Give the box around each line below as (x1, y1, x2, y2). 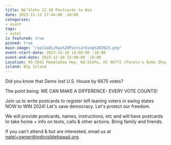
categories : (5, 17, 31, 22)
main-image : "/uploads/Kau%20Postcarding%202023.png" (5, 45, 122, 50)
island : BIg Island (5, 64, 47, 69)
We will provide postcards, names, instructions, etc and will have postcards (5, 113, 163, 120)
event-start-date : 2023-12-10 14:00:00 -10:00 (5, 50, 106, 55)
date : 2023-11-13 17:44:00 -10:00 (5, 12, 79, 17)
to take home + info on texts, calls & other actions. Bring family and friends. (5, 119, 163, 125)
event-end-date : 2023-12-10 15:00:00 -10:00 (5, 54, 101, 60)
